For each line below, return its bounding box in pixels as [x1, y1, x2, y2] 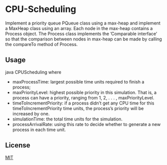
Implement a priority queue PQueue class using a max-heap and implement [5, 20, 161, 26]
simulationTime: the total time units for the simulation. [12, 116, 123, 122]
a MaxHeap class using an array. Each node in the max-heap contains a [5, 25, 153, 31]
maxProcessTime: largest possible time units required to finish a [12, 78, 144, 84]
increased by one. [12, 110, 50, 116]
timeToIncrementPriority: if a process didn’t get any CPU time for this [12, 100, 154, 106]
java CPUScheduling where [5, 69, 61, 75]
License [5, 141, 30, 149]
